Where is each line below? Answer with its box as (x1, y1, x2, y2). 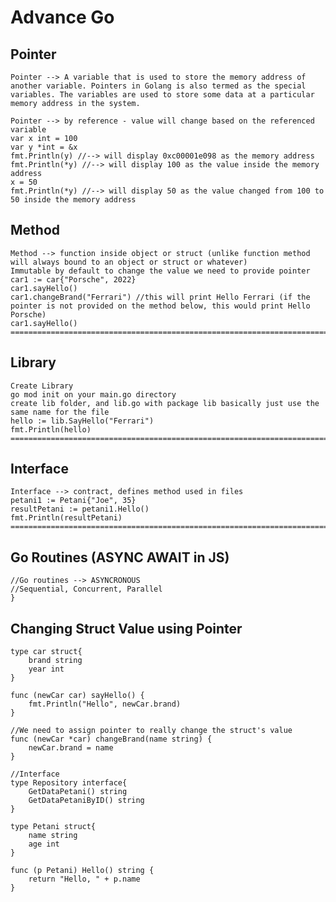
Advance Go (10, 6, 115, 29)
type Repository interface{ (10, 778, 128, 788)
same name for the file (10, 407, 110, 417)
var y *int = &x (10, 142, 78, 152)
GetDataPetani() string (28, 787, 128, 797)
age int (28, 839, 60, 850)
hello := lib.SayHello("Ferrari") (10, 416, 155, 426)
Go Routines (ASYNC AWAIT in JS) (10, 549, 230, 566)
